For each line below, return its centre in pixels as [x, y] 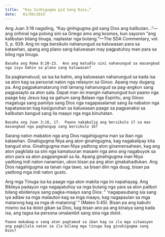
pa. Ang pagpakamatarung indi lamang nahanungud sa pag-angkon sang [79, 87]
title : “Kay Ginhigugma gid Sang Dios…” [48, 10]
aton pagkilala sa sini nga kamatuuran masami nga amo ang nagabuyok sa [81, 151]
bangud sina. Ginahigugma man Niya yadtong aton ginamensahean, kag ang [82, 146]
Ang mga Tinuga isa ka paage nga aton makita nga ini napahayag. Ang [77, 182]
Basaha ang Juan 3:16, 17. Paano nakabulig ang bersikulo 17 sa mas [78, 122]
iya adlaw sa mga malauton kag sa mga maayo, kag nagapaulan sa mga [78, 197]
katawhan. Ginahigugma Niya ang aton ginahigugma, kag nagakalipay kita [80, 141]
